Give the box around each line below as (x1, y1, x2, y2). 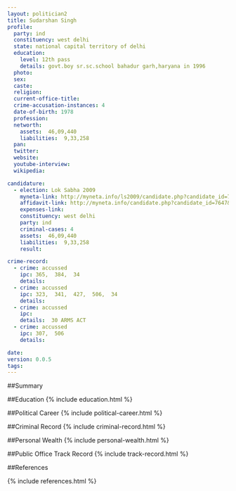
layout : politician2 (7, 10, 68, 18)
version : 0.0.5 (7, 356, 52, 363)
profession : (13, 115, 49, 122)
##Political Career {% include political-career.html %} (7, 409, 163, 417)
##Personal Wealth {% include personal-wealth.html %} (7, 436, 170, 445)
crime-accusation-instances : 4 (13, 102, 105, 109)
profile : (7, 23, 33, 30)
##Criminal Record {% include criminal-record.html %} (7, 423, 166, 431)
